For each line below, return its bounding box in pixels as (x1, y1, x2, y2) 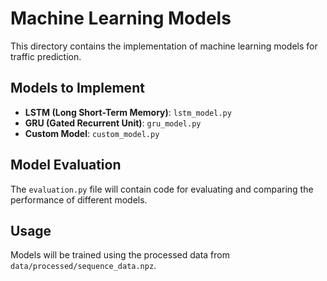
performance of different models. (10, 193, 148, 206)
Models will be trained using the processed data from (10, 249, 230, 261)
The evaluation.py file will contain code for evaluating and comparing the (10, 183, 314, 195)
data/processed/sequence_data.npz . (10, 260, 157, 272)
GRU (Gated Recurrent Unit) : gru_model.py (24, 117, 202, 129)
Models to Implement (10, 80, 145, 97)
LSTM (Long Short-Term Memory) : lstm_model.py (24, 106, 232, 118)
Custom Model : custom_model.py (24, 127, 160, 139)
